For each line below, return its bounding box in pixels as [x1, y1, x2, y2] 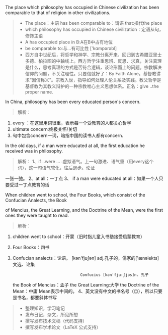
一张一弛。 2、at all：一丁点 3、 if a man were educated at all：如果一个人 [5, 175, 159, 181]
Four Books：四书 [12, 245, 50, 250]
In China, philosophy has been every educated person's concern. [5, 99, 141, 105]
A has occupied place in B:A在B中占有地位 [25, 39, 113, 45]
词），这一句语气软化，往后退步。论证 [17, 165, 95, 171]
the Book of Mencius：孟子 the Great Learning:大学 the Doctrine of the [12, 282, 159, 288]
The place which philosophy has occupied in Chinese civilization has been [5, 5, 159, 10]
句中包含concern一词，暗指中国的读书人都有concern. [12, 132, 123, 138]
